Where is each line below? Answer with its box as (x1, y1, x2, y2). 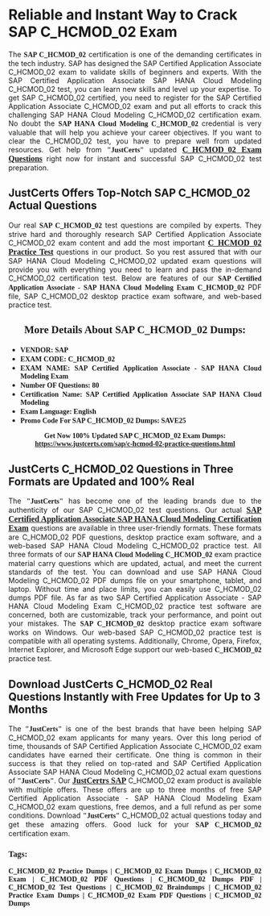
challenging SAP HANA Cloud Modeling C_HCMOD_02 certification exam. (8, 110, 262, 119)
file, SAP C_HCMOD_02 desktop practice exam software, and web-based (8, 291, 262, 301)
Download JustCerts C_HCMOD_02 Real (8, 677, 213, 691)
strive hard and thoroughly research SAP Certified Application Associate (8, 229, 262, 239)
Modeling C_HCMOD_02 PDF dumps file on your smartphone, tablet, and (8, 576, 262, 585)
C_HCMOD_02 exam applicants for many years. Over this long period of (8, 733, 262, 743)
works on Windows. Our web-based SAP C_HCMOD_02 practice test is (8, 627, 262, 638)
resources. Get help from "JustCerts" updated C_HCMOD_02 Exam (8, 144, 263, 154)
